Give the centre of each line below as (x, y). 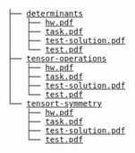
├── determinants (45, 13)
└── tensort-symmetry (55, 103)
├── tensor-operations (57, 58)
